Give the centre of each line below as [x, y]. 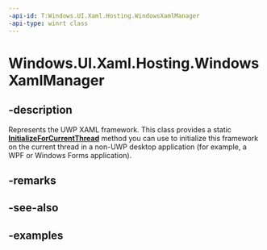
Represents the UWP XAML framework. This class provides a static [120, 129]
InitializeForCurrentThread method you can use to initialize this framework [133, 138]
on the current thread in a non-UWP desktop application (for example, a [128, 147]
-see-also [33, 208]
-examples [36, 235]
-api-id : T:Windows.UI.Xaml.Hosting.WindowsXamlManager [104, 16]
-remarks [32, 180]
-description [40, 110]
